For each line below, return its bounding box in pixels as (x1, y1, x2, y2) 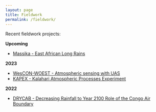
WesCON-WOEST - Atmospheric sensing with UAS (12, 70, 120, 76)
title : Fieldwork (5, 12, 42, 17)
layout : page (5, 7, 33, 13)
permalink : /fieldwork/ (5, 17, 56, 22)
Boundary (12, 101, 34, 107)
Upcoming (5, 41, 28, 47)
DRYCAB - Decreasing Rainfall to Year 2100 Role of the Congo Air (12, 95, 151, 102)
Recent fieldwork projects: (5, 31, 61, 37)
